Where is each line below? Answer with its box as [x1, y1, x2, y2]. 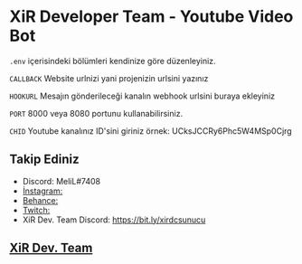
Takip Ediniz [9, 152, 80, 167]
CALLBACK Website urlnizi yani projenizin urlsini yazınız [9, 72, 209, 83]
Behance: [22, 194, 59, 205]
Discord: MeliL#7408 [22, 175, 101, 186]
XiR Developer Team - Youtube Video [9, 6, 294, 27]
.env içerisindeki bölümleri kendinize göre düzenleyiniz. [9, 55, 216, 66]
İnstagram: [22, 185, 63, 196]
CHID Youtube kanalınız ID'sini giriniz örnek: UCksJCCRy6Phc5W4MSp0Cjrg [9, 125, 292, 137]
